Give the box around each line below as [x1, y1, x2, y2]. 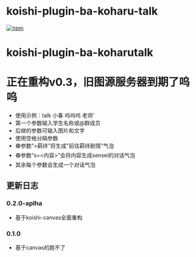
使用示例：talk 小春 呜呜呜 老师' [15, 112, 95, 119]
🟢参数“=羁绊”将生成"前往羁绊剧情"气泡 [15, 142, 114, 149]
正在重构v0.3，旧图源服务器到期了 [6, 75, 180, 89]
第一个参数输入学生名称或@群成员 [15, 120, 101, 127]
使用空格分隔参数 [15, 135, 58, 142]
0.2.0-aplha [6, 199, 43, 208]
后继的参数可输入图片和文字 [15, 127, 85, 134]
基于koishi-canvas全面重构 [15, 214, 83, 221]
